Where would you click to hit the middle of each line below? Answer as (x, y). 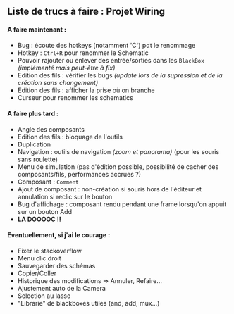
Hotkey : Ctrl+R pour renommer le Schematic (83, 53)
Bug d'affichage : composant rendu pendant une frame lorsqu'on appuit (122, 204)
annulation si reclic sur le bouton (65, 196)
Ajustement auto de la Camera (61, 288)
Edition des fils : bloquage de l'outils (70, 137)
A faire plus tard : (33, 114)
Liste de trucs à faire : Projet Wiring (86, 12)
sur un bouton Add (45, 211)
